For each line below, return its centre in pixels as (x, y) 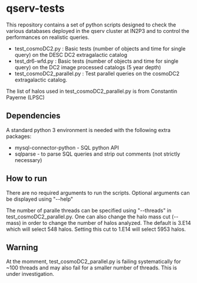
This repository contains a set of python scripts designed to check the (91, 25)
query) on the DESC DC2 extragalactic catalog (71, 55)
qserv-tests (35, 9)
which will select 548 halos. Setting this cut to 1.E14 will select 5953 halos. (96, 229)
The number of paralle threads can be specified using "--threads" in (89, 210)
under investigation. (30, 274)
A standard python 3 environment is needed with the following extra (88, 130)
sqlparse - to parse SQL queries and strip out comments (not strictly (97, 154)
